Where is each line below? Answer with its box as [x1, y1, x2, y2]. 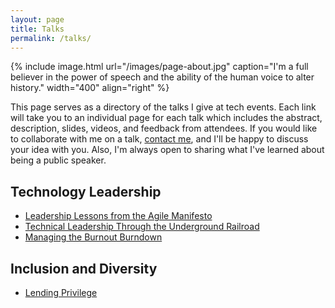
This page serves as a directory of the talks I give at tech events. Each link [10, 101, 317, 113]
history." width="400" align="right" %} [10, 82, 170, 94]
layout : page [10, 14, 65, 25]
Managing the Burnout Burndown [24, 231, 163, 243]
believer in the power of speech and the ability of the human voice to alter [10, 71, 315, 83]
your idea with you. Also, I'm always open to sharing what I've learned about [10, 144, 325, 156]
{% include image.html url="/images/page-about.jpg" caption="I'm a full [10, 61, 309, 73]
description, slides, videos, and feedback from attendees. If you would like [10, 122, 318, 135]
